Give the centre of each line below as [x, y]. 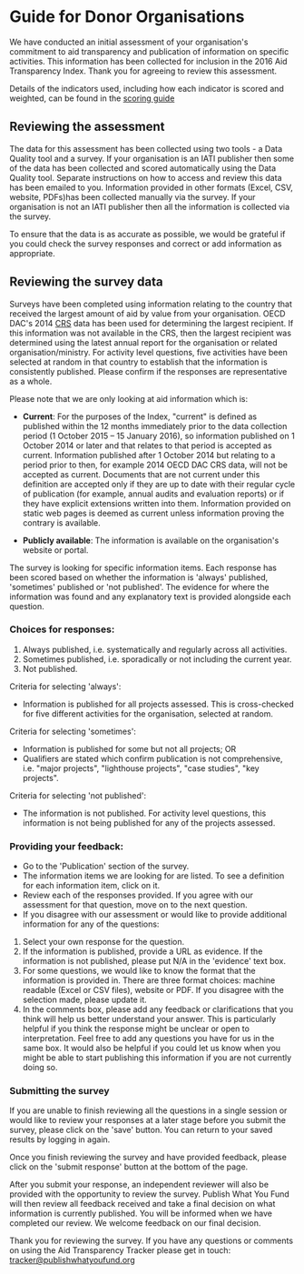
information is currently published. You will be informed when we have [141, 1214]
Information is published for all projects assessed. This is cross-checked [158, 704]
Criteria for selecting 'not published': [78, 795]
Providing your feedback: [67, 846]
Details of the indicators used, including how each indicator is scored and [147, 88]
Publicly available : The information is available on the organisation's [151, 540]
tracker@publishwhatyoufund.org [72, 1260]
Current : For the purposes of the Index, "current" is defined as [139, 416]
